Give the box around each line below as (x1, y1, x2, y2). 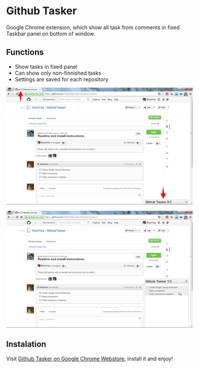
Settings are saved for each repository (14, 75, 108, 83)
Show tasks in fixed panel (14, 63, 78, 70)
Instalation (6, 340, 46, 350)
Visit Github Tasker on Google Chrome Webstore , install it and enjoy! (6, 355, 173, 362)
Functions (6, 47, 44, 58)
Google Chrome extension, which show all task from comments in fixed (6, 24, 180, 31)
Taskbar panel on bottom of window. (6, 30, 96, 37)
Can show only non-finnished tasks (14, 69, 102, 77)
